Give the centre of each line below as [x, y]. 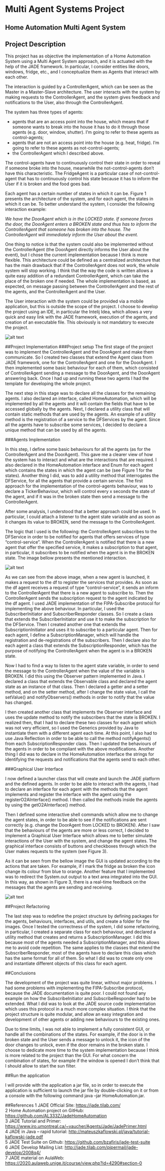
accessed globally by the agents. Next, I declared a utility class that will [78, 409]
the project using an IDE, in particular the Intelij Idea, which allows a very [79, 312]
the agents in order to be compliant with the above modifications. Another [80, 749]
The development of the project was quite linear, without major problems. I [81, 983]
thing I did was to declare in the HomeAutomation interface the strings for [80, 754]
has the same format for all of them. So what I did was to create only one [79, 958]
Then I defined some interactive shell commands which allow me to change [82, 815]
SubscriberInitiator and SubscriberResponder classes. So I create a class [79, 614]
